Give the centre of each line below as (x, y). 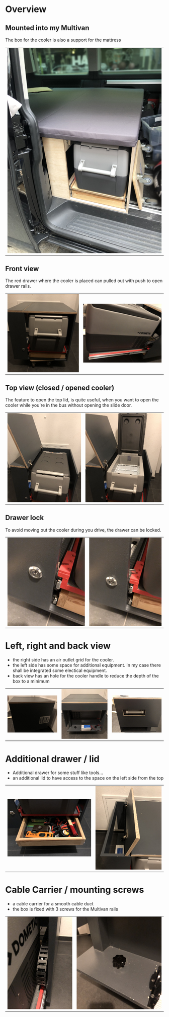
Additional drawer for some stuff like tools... (58, 773)
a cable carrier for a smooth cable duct (53, 903)
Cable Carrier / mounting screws (75, 889)
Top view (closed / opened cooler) (60, 388)
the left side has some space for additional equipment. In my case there (87, 665)
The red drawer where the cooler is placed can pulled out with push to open (84, 281)
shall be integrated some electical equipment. (60, 670)
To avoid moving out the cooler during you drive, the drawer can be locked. (83, 530)
